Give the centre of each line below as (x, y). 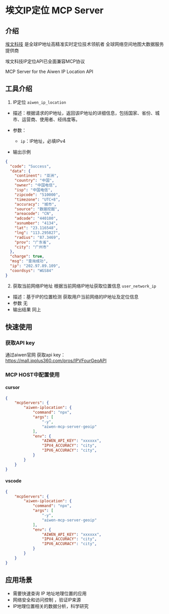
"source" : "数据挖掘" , (37, 209)
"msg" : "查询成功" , (29, 261)
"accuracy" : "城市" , (35, 204)
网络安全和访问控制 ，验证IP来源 (47, 600)
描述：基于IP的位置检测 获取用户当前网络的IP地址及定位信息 (76, 297)
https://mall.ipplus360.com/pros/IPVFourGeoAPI (56, 361)
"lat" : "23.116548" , (36, 228)
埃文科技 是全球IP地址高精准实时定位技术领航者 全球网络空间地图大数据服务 (85, 44)
